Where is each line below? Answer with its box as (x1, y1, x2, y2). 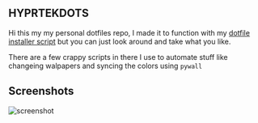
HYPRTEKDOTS (8, 6, 89, 20)
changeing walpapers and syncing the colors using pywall (8, 61, 202, 70)
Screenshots (8, 84, 74, 98)
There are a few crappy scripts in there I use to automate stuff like (8, 52, 228, 61)
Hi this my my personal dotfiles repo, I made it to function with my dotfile (8, 28, 251, 37)
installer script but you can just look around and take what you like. (8, 36, 231, 46)
